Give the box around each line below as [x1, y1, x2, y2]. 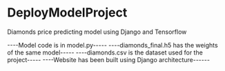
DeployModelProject [7, 5, 128, 21]
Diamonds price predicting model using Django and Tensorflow [7, 28, 187, 36]
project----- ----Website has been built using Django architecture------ [7, 55, 211, 63]
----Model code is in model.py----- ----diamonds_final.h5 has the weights [7, 41, 219, 49]
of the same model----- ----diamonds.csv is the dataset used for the [7, 48, 204, 57]
